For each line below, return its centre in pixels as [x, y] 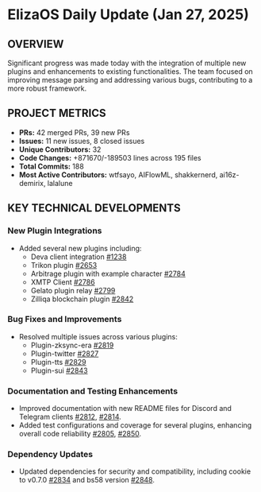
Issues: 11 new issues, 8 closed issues [82, 141]
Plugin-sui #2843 [59, 370]
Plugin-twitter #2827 [65, 353]
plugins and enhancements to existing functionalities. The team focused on [130, 72]
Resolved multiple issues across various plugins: [98, 336]
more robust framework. [47, 88]
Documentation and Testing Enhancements [93, 391]
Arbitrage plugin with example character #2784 [108, 273]
